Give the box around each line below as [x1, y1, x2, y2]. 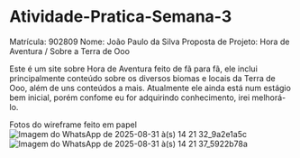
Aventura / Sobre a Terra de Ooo [9, 45, 131, 56]
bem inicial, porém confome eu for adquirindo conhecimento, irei [9, 92, 250, 103]
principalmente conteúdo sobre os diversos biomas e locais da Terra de [9, 72, 277, 83]
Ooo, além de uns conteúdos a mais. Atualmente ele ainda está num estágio [9, 82, 291, 93]
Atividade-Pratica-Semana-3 [9, 6, 232, 27]
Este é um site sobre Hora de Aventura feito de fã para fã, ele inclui [9, 63, 259, 74]
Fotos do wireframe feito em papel [9, 119, 138, 130]
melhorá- [251, 92, 286, 103]
